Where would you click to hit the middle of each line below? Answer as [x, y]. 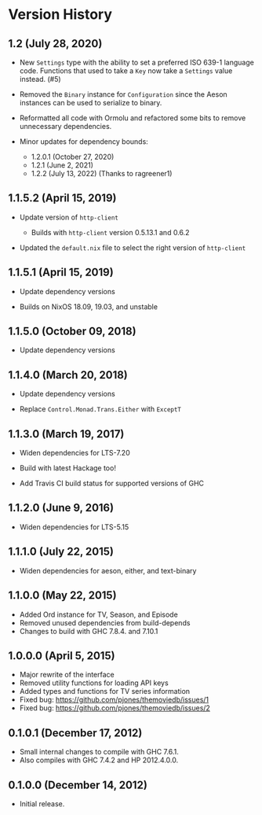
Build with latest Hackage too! [67, 468]
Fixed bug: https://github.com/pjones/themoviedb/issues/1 [114, 700]
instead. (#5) [40, 79]
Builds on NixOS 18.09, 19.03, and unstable [89, 306]
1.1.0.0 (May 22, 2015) [62, 596]
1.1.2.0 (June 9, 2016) [61, 508]
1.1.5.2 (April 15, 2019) [62, 198]
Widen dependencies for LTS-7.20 [75, 453]
